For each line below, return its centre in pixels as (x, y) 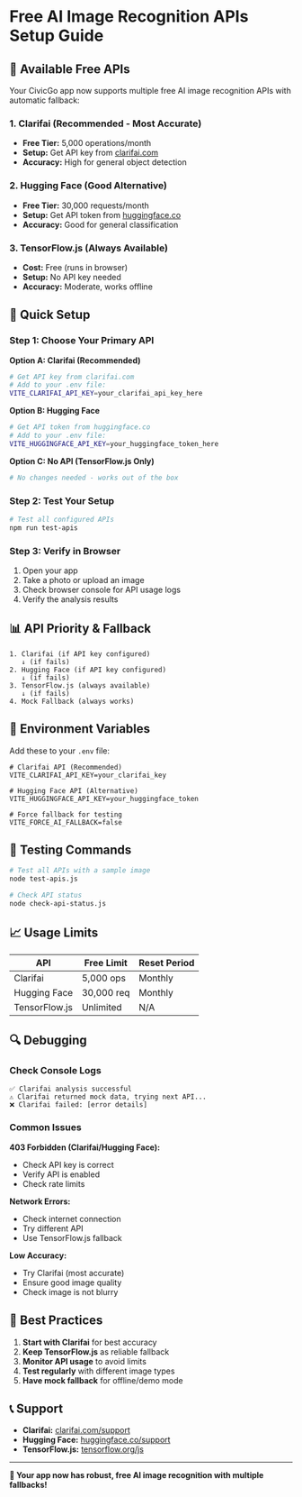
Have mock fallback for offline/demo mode (102, 1380)
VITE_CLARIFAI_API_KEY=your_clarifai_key (88, 775)
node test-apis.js (44, 879)
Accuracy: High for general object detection (104, 162)
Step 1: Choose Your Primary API (82, 341)
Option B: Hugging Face (55, 411)
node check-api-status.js (58, 904)
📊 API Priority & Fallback (80, 629)
